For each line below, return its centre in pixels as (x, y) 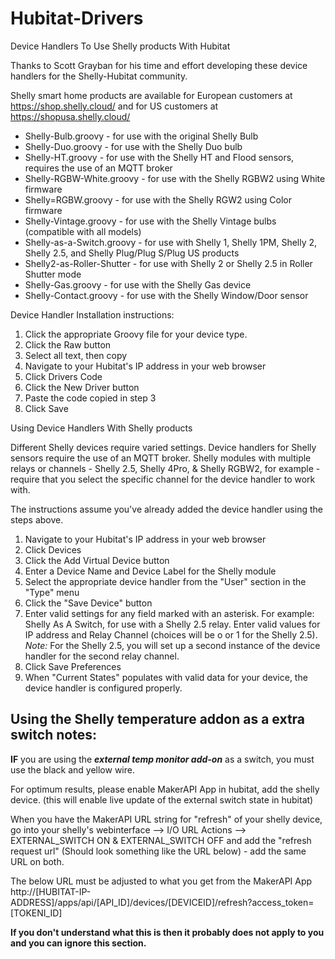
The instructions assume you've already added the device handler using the (166, 509)
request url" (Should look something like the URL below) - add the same (158, 851)
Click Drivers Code (63, 376)
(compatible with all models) (83, 231)
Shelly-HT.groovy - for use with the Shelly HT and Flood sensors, (159, 157)
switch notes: (53, 735)
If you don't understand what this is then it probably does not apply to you (167, 932)
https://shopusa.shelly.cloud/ (70, 116)
